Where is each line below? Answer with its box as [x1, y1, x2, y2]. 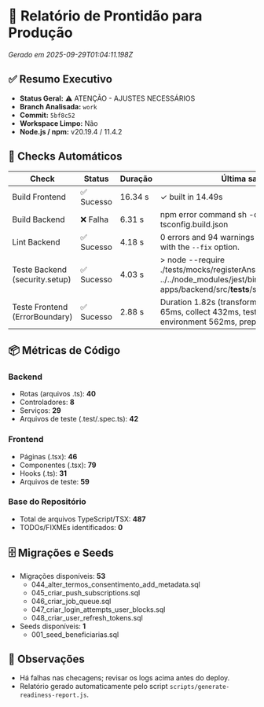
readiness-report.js [19, 691, 87, 699]
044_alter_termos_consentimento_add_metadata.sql [31, 580, 200, 589]
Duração [119, 173, 153, 184]
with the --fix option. [159, 241, 240, 252]
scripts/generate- [169, 683, 230, 691]
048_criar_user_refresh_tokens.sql [31, 613, 143, 622]
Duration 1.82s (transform [159, 296, 257, 307]
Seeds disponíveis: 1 [19, 621, 86, 631]
